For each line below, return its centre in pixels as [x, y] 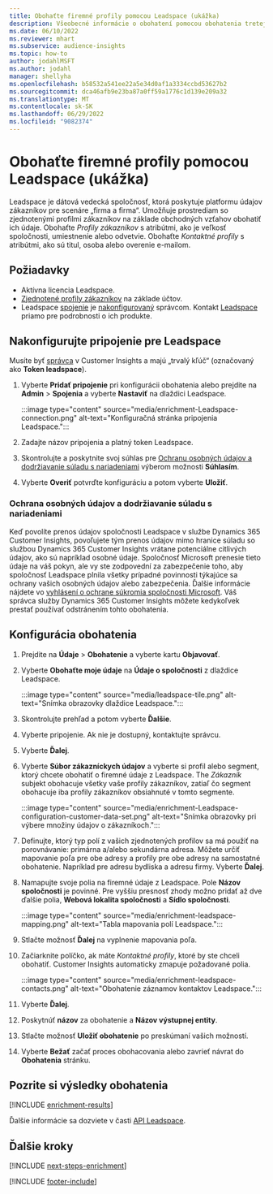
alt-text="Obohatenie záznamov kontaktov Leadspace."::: [166, 989]
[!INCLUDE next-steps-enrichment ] [68, 1166]
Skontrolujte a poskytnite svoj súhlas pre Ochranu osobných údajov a [136, 458]
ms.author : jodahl [40, 69]
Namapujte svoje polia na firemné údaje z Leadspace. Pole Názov [131, 882]
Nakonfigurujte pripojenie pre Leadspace [115, 342]
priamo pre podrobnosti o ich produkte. [86, 316]
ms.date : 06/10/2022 [44, 31]
